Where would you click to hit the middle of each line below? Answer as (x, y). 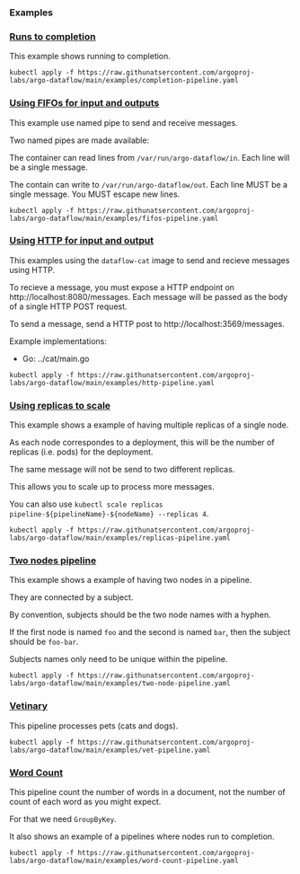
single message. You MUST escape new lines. (95, 194)
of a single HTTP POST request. (68, 306)
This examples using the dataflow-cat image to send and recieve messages (150, 260)
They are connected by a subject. (71, 597)
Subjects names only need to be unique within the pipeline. (119, 659)
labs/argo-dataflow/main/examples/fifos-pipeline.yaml (114, 218)
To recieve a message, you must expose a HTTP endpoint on (122, 287)
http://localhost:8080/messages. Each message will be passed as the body (149, 296)
